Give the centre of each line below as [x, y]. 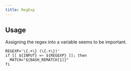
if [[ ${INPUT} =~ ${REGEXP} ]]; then [46, 55]
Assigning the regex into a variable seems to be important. [66, 42]
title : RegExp [20, 10]
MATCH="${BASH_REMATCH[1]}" [39, 60]
